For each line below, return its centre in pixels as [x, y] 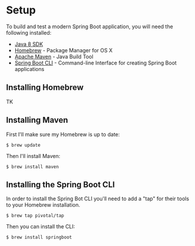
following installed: [29, 32]
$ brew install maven [33, 167]
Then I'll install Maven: [33, 156]
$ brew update [23, 145]
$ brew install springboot [39, 237]
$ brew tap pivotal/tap [35, 216]
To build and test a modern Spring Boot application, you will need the [90, 26]
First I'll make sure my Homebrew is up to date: [63, 134]
